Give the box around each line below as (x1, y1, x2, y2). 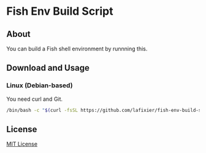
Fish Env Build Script (6, 4, 113, 18)
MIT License (6, 140, 38, 148)
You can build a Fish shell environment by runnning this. (6, 45, 148, 52)
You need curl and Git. (6, 95, 63, 103)
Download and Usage (6, 63, 90, 73)
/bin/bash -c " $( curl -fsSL (6, 107, 78, 113)
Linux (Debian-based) (6, 81, 73, 90)
